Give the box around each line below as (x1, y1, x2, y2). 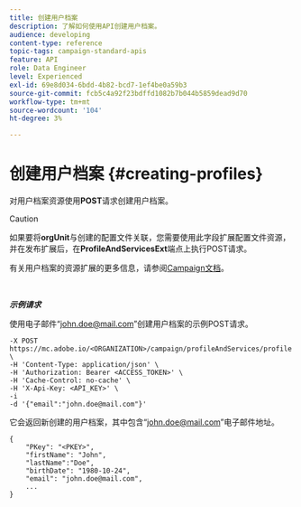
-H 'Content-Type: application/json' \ (9, 361, 160, 370)
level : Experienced (9, 72, 83, 81)
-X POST (9, 336, 39, 346)
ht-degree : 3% (9, 114, 63, 123)
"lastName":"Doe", (25, 458, 95, 468)
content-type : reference (9, 38, 103, 48)
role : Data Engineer (9, 64, 87, 73)
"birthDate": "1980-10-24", (25, 466, 131, 475)
